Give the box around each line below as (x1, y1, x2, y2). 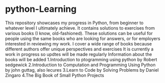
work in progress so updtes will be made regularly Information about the (5, 51, 152, 57)
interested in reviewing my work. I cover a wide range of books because (5, 41, 152, 46)
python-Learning (5, 3, 77, 15)
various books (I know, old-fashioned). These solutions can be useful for (5, 30, 153, 36)
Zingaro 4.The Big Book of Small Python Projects (5, 72, 105, 78)
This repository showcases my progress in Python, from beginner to (5, 20, 144, 26)
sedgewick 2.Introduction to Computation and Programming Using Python (5, 62, 156, 68)
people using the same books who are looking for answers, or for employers (5, 36, 161, 41)
